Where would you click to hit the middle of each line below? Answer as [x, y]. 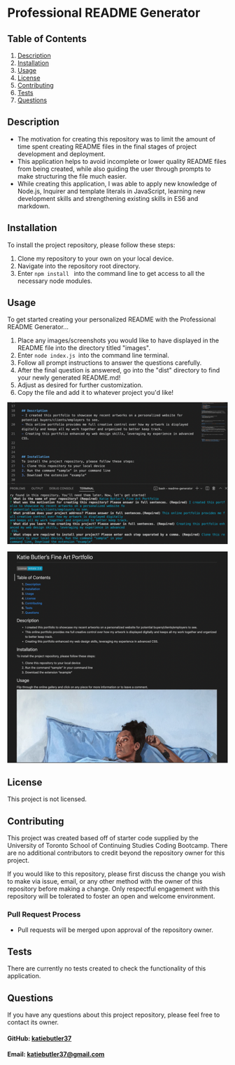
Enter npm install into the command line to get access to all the [111, 273]
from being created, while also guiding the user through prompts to [114, 169]
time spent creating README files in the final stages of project [107, 146]
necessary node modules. [55, 281]
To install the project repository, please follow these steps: [91, 245]
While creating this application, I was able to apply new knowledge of [117, 183]
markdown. [34, 206]
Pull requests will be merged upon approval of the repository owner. [115, 930]
